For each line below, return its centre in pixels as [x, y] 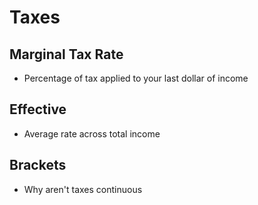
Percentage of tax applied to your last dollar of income [136, 78]
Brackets [38, 165]
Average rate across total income [92, 133]
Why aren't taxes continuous [83, 189]
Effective [38, 109]
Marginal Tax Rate [66, 54]
